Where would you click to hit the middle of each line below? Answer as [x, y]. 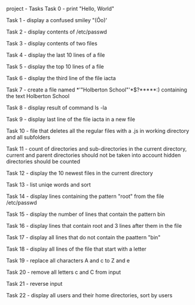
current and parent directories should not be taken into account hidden [94, 155]
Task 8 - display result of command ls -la [57, 108]
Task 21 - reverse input [34, 284]
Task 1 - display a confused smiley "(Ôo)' [57, 20]
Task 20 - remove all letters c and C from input [64, 272]
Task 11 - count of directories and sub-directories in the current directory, [97, 149]
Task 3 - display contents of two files [52, 43]
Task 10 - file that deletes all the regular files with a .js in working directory [98, 131]
